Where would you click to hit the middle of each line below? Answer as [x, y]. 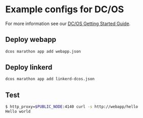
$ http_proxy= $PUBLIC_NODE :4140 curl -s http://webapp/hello [72, 107]
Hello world [18, 111]
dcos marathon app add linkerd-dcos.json [50, 79]
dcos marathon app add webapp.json [43, 51]
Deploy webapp [31, 40]
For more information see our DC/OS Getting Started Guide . [68, 23]
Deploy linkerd [29, 67]
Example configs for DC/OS [65, 9]
